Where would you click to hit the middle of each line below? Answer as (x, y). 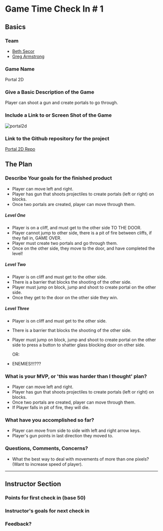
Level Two (16, 265)
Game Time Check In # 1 (54, 9)
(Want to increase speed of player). (47, 464)
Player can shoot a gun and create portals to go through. (62, 103)
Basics (15, 27)
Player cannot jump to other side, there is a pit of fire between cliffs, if (82, 233)
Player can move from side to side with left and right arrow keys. (76, 430)
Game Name (20, 69)
